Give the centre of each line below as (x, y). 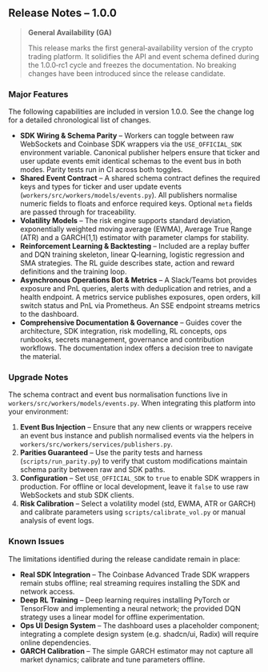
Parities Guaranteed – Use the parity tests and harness (111, 453)
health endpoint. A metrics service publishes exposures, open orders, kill (140, 297)
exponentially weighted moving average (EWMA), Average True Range (136, 229)
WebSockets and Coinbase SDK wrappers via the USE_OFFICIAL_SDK (131, 144)
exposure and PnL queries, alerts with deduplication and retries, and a (136, 289)
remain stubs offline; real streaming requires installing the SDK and (130, 582)
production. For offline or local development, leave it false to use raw (134, 486)
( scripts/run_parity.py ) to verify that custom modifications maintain (134, 461)
